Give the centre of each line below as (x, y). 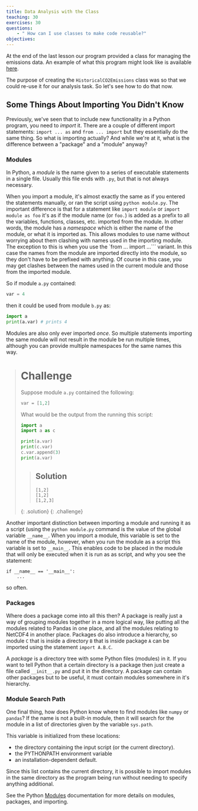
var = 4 (16, 294)
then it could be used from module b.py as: (59, 305)
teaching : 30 (22, 17)
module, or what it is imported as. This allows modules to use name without (98, 234)
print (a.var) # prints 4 (37, 322)
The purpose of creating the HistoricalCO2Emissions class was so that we (96, 80)
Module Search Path (36, 699)
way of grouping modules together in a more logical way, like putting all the (98, 622)
